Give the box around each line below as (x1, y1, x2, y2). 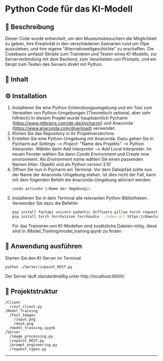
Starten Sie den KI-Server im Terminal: (5, 255, 82, 261)
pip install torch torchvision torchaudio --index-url (12, 214, 126, 219)
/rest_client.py (9, 304, 42, 309)
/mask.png (14, 321, 34, 326)
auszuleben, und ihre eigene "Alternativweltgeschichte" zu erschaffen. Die (5, 46, 154, 51)
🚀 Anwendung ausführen (5, 242, 82, 250)
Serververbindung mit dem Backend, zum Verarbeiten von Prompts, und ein (5, 56, 157, 62)
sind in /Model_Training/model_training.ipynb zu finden (12, 228, 122, 234)
